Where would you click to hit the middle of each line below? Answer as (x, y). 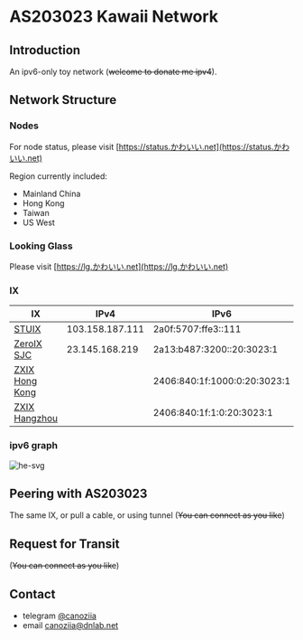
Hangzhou (36, 419)
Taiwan (36, 212)
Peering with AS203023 (78, 493)
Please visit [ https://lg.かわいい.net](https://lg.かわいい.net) (119, 266)
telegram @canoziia (60, 616)
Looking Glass (41, 246)
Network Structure (63, 100)
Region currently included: (59, 176)
